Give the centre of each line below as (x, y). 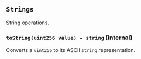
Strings (20, 10)
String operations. (28, 23)
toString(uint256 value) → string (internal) (69, 38)
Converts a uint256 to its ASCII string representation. (71, 50)
